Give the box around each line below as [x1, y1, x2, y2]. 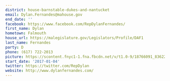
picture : [5, 54, 24, 59]
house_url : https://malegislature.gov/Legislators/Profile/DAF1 [5, 36, 144, 41]
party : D [5, 45, 24, 50]
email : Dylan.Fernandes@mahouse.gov [5, 12, 82, 17]
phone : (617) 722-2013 [5, 49, 53, 54]
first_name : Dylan [5, 26, 44, 31]
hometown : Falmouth [5, 31, 47, 36]
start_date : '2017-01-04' [5, 59, 60, 64]
